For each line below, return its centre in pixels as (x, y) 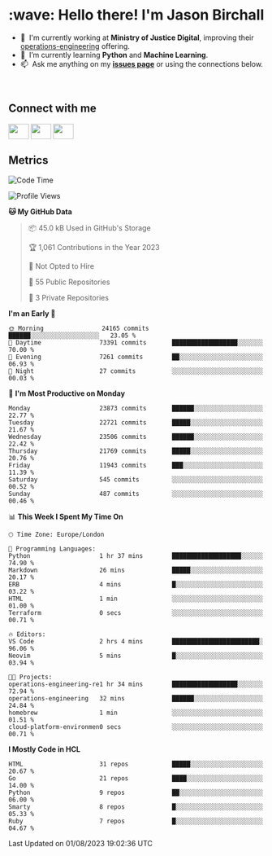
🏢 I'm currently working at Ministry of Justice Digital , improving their (137, 37)
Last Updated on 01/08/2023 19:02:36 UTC (80, 843)
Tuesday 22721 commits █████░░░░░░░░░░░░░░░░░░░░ (136, 422)
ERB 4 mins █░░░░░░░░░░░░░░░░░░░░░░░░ (136, 584)
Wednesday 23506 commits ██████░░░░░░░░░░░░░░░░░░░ (136, 437)
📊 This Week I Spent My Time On (66, 516)
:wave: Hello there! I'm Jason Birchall (136, 15)
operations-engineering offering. (75, 46)
